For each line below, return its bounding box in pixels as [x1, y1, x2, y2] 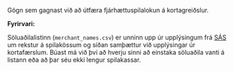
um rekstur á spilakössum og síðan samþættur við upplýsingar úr [7, 41, 196, 49]
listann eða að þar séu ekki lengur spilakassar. [7, 56, 141, 64]
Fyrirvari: [7, 20, 35, 27]
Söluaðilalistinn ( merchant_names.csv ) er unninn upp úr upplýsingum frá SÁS [7, 33, 227, 41]
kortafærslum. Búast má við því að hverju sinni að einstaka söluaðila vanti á [7, 49, 225, 56]
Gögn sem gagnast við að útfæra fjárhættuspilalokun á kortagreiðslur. [7, 6, 209, 14]
